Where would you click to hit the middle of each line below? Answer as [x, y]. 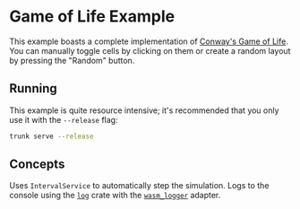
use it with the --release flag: [64, 119]
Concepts [37, 165]
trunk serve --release [51, 136]
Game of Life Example [92, 17]
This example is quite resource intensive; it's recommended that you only [144, 110]
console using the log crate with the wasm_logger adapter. [115, 196]
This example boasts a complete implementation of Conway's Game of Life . [149, 41]
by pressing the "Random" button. [72, 60]
